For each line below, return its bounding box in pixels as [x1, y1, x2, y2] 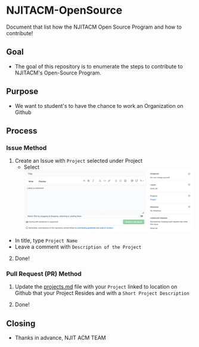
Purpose [6, 86, 39, 97]
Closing [6, 318, 36, 329]
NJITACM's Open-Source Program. [14, 69, 101, 76]
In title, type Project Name [14, 237, 78, 244]
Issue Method [6, 144, 47, 152]
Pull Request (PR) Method [6, 269, 82, 278]
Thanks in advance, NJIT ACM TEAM [14, 334, 106, 342]
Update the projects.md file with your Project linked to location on [14, 283, 178, 290]
